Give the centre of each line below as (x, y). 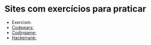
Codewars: (22, 27)
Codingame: (24, 32)
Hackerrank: (24, 38)
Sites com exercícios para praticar (75, 9)
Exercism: (22, 22)
